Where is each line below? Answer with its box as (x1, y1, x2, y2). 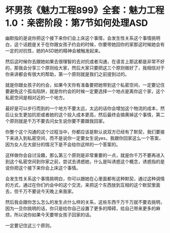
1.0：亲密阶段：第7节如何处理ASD (5, 17, 148, 29)
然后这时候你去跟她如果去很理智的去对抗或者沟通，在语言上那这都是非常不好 (5, 58, 165, 64)
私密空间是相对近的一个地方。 (5, 94, 67, 100)
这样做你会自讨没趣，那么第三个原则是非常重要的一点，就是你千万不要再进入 (5, 152, 165, 158)
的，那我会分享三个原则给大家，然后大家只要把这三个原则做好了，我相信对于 (5, 64, 165, 71)
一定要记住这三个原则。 (5, 222, 54, 228)
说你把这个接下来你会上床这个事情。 (5, 165, 81, 171)
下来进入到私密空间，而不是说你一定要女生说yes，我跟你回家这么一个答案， (5, 135, 163, 141)
